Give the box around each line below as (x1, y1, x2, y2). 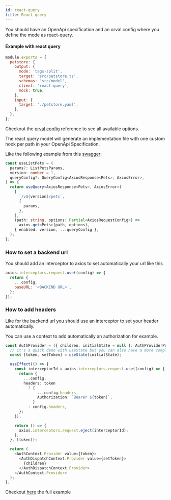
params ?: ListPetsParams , (10, 165, 65, 171)
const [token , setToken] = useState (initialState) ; (10, 352, 122, 358)
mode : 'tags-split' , (18, 69, 63, 74)
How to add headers (5, 306, 56, 313)
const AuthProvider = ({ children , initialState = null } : (5, 343, 133, 348)
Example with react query (5, 43, 61, 50)
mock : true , (18, 88, 44, 93)
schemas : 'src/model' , (18, 79, 67, 84)
